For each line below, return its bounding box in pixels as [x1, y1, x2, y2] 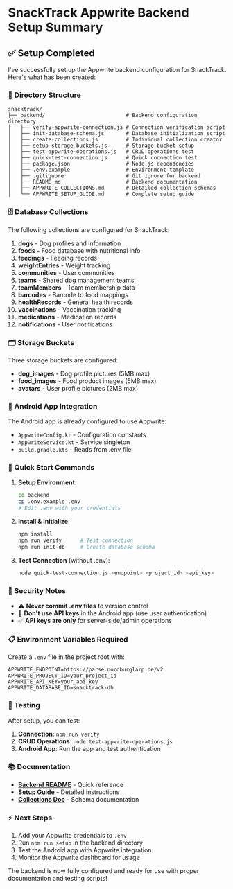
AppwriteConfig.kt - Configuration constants [17, 431, 146, 439]
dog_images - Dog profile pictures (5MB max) [17, 369, 150, 378]
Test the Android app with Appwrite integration [17, 846, 152, 854]
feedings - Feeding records [17, 254, 98, 262]
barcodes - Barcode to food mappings [17, 290, 129, 299]
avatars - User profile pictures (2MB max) [17, 384, 139, 392]
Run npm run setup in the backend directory [17, 838, 144, 847]
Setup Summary [8, 19, 103, 35]
